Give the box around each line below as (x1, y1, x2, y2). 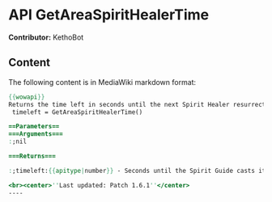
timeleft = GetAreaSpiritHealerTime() (11, 107, 143, 116)
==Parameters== (8, 123, 60, 131)
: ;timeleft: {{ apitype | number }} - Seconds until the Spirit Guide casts (8, 166, 255, 175)
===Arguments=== (8, 130, 63, 138)
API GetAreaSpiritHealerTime (8, 6, 210, 24)
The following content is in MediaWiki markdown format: (8, 77, 197, 86)
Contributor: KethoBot (8, 32, 84, 42)
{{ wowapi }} (8, 93, 45, 101)
